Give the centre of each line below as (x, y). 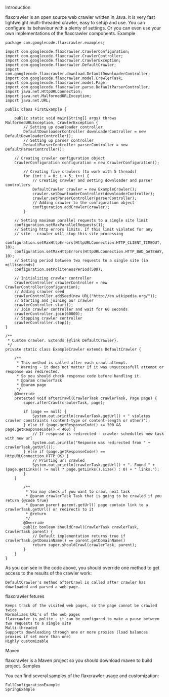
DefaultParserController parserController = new (76, 145)
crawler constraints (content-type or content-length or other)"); (78, 421)
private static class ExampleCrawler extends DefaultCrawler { (73, 350)
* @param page (31, 385)
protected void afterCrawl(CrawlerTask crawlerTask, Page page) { (86, 398)
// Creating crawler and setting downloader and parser (92, 180)
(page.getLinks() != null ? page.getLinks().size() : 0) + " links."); (82, 469)
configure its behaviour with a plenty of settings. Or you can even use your (83, 28)
